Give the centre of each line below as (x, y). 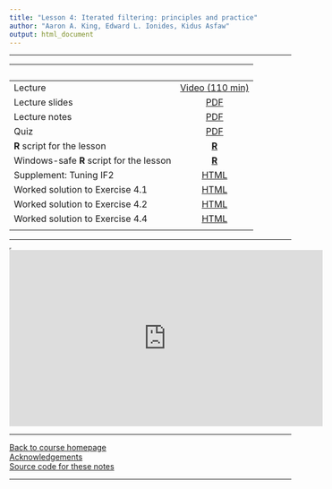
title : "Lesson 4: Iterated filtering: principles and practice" (133, 17)
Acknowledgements (46, 457)
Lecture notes (43, 117)
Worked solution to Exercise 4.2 (81, 204)
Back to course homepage (58, 448)
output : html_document (51, 34)
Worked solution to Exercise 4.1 (81, 190)
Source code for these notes (62, 467)
